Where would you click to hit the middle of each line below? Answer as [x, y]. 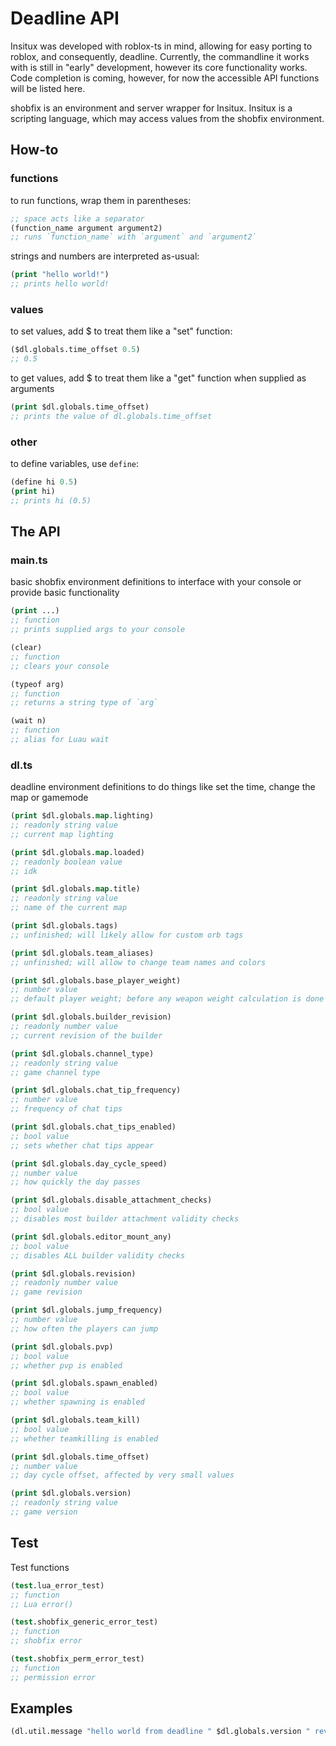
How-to [34, 150]
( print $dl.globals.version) [71, 1493]
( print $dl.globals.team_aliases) [82, 953]
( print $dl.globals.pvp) [62, 1347]
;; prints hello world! [60, 284]
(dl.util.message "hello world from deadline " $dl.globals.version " [160, 1732]
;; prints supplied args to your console [98, 630]
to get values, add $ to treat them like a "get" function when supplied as [158, 378]
